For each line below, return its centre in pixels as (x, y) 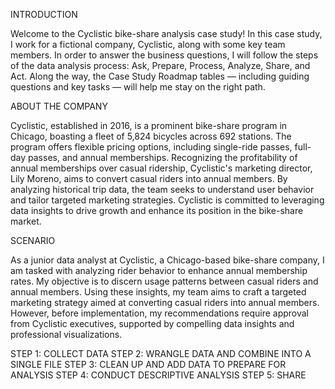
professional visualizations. (66, 334)
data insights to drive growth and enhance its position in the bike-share (157, 210)
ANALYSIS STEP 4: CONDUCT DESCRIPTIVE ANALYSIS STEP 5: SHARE (158, 375)
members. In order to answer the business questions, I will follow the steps (164, 55)
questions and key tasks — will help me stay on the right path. (138, 87)
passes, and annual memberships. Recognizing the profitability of (163, 157)
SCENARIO (33, 240)
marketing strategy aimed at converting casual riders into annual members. (165, 302)
